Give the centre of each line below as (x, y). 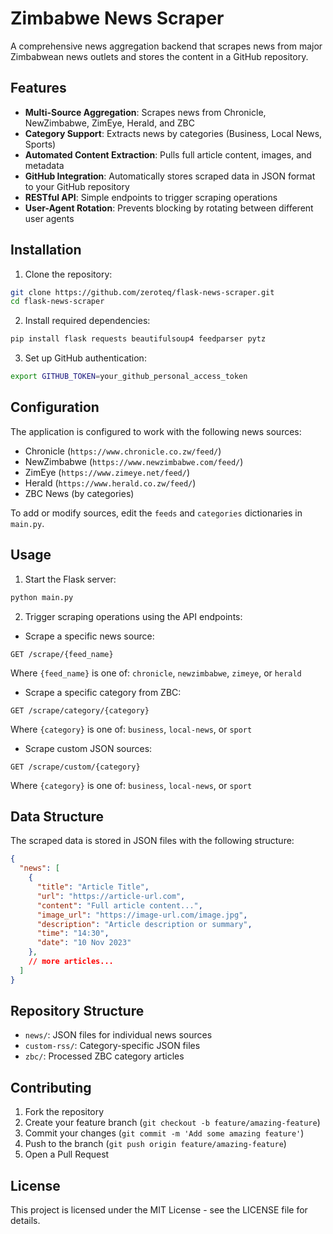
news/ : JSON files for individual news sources (118, 1035)
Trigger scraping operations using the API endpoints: (133, 616)
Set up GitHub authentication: (85, 358)
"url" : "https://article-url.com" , (111, 896)
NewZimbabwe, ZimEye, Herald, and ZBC (109, 123)
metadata (44, 165)
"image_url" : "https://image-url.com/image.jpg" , (142, 915)
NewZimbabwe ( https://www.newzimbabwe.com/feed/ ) (134, 461)
